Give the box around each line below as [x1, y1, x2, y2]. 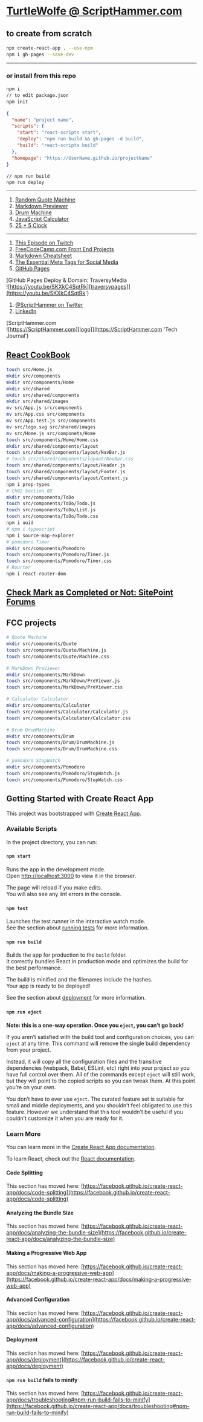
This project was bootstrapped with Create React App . [6, 810, 142, 817]
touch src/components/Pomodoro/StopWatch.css [6, 776, 123, 783]
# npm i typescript [6, 526, 56, 532]
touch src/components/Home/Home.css [6, 437, 98, 443]
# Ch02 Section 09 [6, 488, 53, 494]
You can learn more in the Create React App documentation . [6, 1143, 156, 1150]
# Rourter [6, 565, 31, 571]
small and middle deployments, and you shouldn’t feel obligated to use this [6, 1101, 192, 1109]
